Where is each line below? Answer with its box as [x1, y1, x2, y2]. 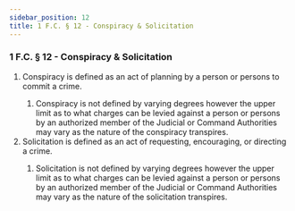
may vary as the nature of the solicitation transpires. [35, 191, 228, 202]
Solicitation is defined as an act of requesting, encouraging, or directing [21, 136, 287, 147]
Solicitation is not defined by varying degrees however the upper [35, 163, 274, 173]
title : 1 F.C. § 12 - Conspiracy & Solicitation [9, 21, 194, 30]
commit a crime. [21, 80, 82, 91]
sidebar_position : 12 [9, 13, 90, 22]
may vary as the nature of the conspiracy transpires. [35, 126, 229, 137]
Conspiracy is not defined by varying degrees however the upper [35, 97, 276, 108]
